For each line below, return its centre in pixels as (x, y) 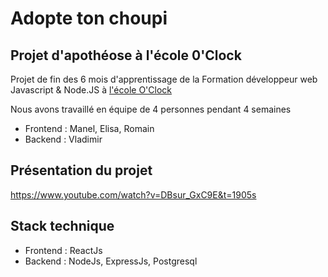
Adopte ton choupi (89, 18)
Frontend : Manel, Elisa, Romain (89, 128)
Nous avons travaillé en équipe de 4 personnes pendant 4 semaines (151, 109)
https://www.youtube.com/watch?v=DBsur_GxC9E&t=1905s (133, 194)
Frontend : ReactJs (63, 250)
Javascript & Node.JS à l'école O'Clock (91, 90)
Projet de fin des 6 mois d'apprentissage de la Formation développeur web (164, 79)
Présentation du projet (81, 170)
